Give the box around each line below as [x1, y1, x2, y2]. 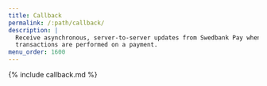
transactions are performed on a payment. [15, 41, 158, 49]
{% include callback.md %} [8, 70, 98, 79]
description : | [8, 26, 59, 34]
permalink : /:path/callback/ [8, 19, 105, 27]
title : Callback [8, 11, 62, 20]
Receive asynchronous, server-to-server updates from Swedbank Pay [15, 33, 244, 42]
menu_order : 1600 [8, 48, 66, 56]
